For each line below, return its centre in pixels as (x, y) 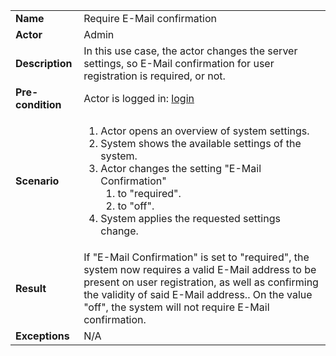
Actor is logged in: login (139, 98)
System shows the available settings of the (201, 143)
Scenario (37, 181)
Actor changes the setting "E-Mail (181, 168)
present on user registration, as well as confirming (201, 282)
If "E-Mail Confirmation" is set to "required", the (196, 257)
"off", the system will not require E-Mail (176, 307)
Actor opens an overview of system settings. (205, 131)
